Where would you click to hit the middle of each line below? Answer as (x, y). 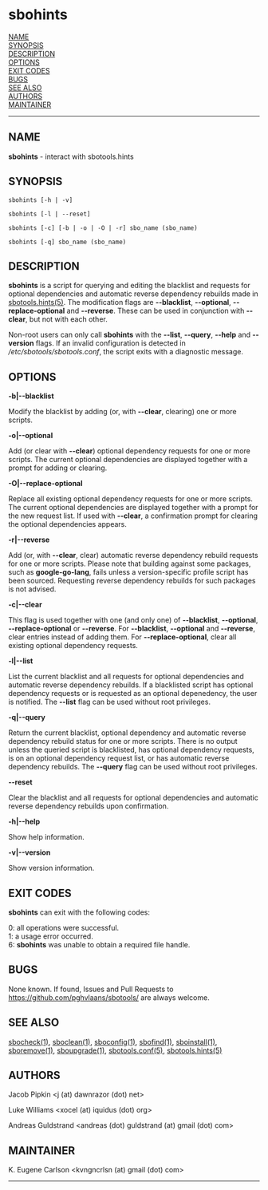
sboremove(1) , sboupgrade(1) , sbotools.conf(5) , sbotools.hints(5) (115, 1050)
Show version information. (51, 868)
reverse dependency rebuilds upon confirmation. (89, 806)
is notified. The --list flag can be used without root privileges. (110, 702)
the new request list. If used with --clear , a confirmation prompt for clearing (133, 516)
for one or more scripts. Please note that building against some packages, (130, 563)
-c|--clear (25, 605)
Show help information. (47, 837)
